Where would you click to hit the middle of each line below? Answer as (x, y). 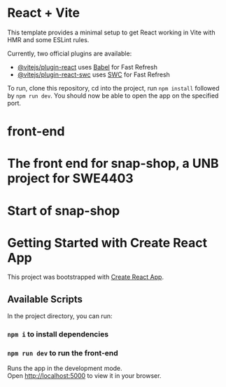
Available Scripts (45, 299)
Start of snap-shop (64, 210)
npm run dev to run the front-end (63, 353)
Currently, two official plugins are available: (70, 53)
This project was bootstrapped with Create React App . (86, 277)
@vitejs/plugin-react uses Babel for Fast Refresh (87, 67)
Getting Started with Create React (107, 243)
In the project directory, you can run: (60, 316)
